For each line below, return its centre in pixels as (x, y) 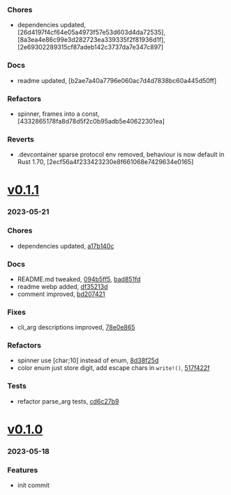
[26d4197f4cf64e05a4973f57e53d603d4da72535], (91, 32)
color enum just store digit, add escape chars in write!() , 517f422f (113, 368)
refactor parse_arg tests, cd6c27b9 (68, 401)
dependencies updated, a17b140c (66, 246)
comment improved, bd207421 (61, 294)
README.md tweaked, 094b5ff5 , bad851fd (79, 279)
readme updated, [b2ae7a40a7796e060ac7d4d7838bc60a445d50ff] (117, 80)
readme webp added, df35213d (62, 286)
